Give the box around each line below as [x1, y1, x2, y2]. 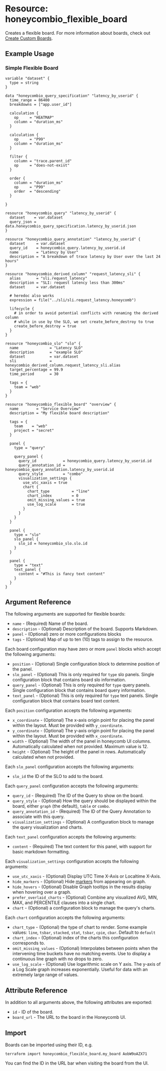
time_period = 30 [9, 371, 58, 377]
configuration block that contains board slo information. [12, 677, 126, 683]
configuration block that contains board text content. [12, 698, 120, 704]
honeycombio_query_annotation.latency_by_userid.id [5, 467, 114, 472]
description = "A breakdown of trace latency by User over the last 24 [9, 254, 161, 259]
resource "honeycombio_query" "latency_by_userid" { [5, 211, 116, 216]
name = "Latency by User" [9, 249, 79, 255]
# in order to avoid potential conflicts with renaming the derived [14, 310, 159, 315]
